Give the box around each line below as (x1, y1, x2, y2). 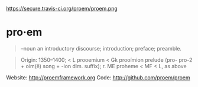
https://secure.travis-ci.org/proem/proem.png (6, 5, 118, 12)
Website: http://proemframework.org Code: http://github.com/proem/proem (6, 73, 190, 81)
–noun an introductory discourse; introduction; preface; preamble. (20, 45, 182, 52)
